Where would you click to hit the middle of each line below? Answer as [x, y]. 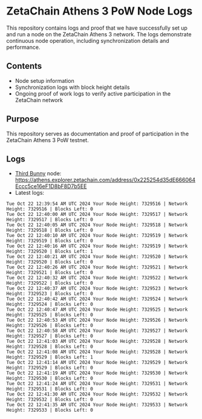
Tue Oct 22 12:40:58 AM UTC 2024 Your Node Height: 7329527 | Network [97, 331]
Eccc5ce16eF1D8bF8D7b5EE [51, 186]
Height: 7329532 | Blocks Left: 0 [50, 400]
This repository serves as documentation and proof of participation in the [98, 134]
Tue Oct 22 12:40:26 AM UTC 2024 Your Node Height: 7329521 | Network [97, 267]
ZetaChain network [39, 100]
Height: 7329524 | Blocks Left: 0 [50, 304]
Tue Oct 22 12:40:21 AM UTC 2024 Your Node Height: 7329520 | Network [97, 257]
